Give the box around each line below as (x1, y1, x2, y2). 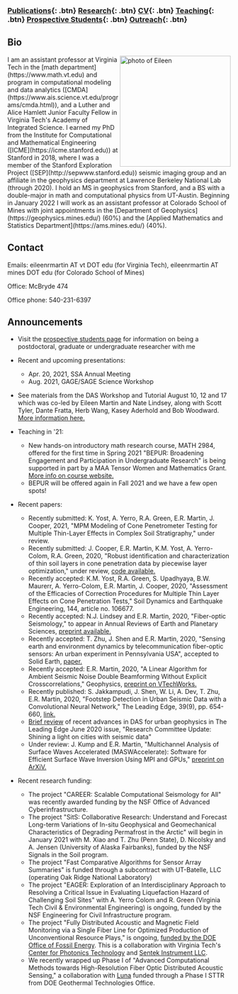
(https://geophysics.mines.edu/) (7, 214, 101, 222)
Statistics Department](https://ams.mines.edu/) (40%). (7, 221, 167, 229)
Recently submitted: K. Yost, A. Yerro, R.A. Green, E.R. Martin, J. (28, 514, 215, 523)
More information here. (17, 414, 85, 422)
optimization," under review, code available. (28, 567, 156, 575)
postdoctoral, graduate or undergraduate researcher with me (17, 343, 196, 351)
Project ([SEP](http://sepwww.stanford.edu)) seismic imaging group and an (7, 168, 227, 177)
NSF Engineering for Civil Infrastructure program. (28, 911, 172, 920)
